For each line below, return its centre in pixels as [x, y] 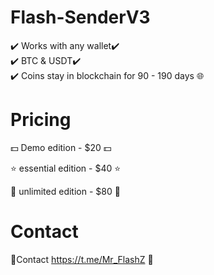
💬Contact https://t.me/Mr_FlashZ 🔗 [82, 259]
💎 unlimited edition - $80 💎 [65, 191]
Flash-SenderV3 [80, 17]
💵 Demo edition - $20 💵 [61, 147]
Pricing [41, 120]
